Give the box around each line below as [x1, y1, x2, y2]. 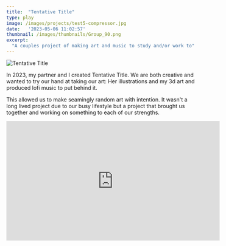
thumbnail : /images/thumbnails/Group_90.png [6, 32, 121, 38]
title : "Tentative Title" [6, 9, 75, 15]
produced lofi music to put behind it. [6, 84, 97, 91]
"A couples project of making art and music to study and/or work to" [12, 43, 195, 49]
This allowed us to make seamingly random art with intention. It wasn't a [6, 95, 188, 103]
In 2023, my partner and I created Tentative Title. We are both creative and [6, 71, 194, 78]
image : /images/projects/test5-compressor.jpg [6, 20, 127, 26]
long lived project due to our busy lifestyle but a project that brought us [6, 102, 185, 109]
